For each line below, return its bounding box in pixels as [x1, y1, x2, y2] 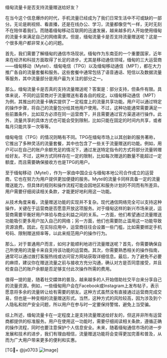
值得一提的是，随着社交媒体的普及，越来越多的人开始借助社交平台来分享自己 [5, 277, 162, 282]
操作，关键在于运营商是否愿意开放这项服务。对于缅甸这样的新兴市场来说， [5, 205, 158, 211]
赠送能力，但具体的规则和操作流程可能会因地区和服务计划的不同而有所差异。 [5, 182, 162, 188]
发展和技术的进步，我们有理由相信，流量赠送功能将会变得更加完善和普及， [5, 331, 158, 337]
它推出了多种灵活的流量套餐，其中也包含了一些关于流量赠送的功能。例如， [5, 140, 158, 146]
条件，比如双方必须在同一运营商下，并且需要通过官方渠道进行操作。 [18, 111, 158, 117]
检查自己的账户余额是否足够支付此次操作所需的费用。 [5, 266, 114, 272]
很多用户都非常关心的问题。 [9, 40, 66, 46]
